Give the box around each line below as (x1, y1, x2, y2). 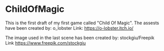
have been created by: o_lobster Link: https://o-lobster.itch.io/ (5, 25, 134, 31)
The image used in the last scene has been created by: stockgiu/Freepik (5, 35, 154, 41)
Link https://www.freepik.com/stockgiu (5, 40, 86, 46)
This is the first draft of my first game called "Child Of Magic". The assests (5, 20, 159, 26)
